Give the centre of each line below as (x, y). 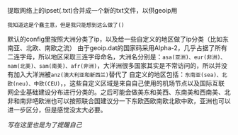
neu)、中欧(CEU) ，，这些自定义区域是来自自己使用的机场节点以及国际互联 (120, 83)
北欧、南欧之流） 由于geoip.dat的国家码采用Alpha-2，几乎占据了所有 (127, 48)
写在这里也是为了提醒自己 (45, 125)
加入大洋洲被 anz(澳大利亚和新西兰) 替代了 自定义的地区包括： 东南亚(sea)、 (118, 74)
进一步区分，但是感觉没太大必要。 (57, 110)
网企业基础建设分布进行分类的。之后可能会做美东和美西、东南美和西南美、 (116, 92)
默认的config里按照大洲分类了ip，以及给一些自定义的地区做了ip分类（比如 (115, 39)
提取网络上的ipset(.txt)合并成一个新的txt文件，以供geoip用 (92, 10)
